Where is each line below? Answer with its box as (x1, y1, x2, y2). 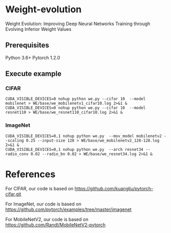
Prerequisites (5, 41, 49, 50)
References (5, 168, 55, 180)
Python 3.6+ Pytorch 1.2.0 (5, 54, 61, 61)
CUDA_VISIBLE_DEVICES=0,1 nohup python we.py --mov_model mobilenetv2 (5, 133, 162, 139)
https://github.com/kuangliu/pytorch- (74, 185, 154, 191)
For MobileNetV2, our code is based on (5, 216, 89, 222)
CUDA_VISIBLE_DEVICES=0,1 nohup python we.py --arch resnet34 (5, 147, 144, 152)
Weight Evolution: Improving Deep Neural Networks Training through (5, 21, 150, 27)
